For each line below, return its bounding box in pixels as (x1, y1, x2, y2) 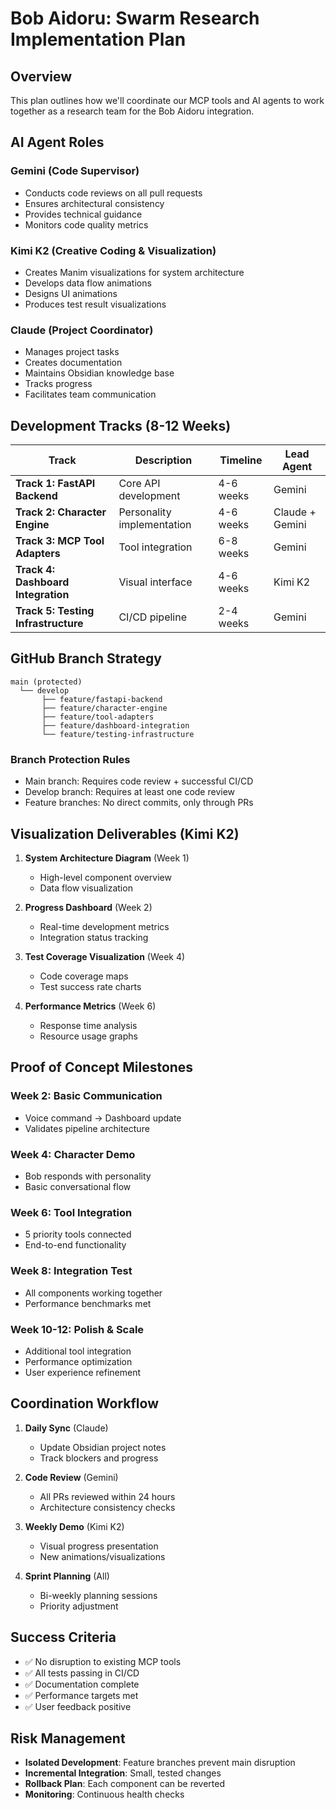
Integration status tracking (39, 932, 149, 944)
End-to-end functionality (24, 1239, 127, 1251)
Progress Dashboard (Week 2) (24, 902, 153, 914)
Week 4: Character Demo (10, 1147, 136, 1161)
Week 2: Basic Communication (10, 1089, 163, 1103)
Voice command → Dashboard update (24, 1112, 182, 1124)
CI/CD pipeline (118, 610, 188, 624)
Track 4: (15, 563, 55, 577)
